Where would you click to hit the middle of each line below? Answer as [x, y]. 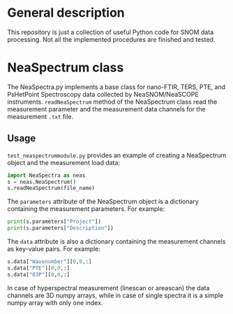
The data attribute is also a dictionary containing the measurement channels [116, 242]
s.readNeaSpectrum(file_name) [51, 188]
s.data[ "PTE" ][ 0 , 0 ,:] [39, 268]
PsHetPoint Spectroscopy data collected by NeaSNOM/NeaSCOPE [103, 94]
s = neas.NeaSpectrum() [42, 182]
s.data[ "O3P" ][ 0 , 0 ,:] [39, 274]
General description [66, 13]
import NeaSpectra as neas [46, 175]
